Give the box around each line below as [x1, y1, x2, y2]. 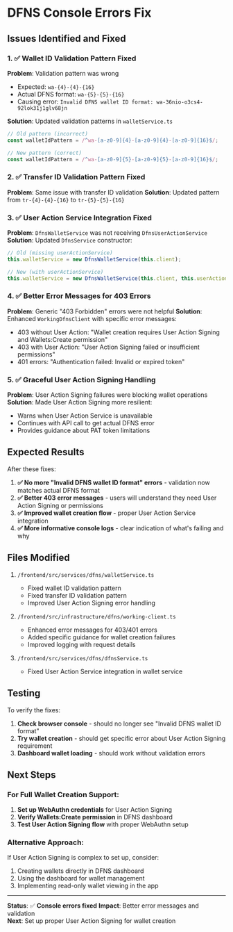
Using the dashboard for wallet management [17, 874, 145, 883]
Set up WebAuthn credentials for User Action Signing [17, 806, 172, 814]
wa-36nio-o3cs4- [155, 99, 203, 106]
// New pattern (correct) [7, 149, 82, 156]
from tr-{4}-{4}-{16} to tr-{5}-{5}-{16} [7, 195, 125, 204]
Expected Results [7, 446, 85, 458]
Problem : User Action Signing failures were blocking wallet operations [7, 391, 208, 399]
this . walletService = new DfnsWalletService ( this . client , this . [7, 275, 197, 282]
